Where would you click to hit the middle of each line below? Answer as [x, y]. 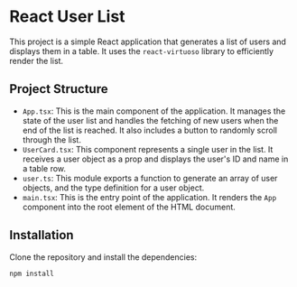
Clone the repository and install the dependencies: [103, 257]
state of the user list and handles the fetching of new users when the [150, 120]
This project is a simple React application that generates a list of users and [148, 42]
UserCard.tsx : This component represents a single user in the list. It [148, 149]
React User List [67, 17]
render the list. [37, 60]
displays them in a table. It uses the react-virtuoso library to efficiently [141, 51]
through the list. [51, 139]
